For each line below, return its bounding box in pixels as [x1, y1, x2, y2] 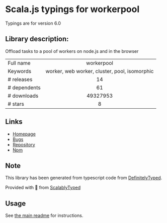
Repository [12, 141, 35, 147]
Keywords [8, 67, 32, 75]
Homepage [12, 131, 36, 137]
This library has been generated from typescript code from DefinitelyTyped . [5, 175, 162, 181]
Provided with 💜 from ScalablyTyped [5, 185, 81, 191]
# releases [8, 76, 33, 83]
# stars [8, 100, 24, 107]
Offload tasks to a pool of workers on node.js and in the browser [5, 48, 139, 54]
